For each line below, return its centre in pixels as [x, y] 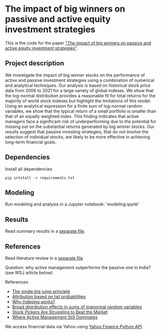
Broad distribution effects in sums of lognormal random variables [77, 307]
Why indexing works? [33, 302]
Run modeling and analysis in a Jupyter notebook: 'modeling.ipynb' [72, 204]
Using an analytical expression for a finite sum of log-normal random [74, 106]
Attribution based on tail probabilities [49, 296]
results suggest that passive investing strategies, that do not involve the [77, 131]
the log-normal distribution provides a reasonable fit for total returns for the [80, 95]
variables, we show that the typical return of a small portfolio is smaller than [81, 111]
